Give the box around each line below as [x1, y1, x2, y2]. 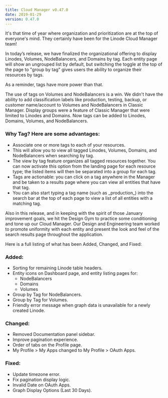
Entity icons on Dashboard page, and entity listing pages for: [12, 270, 138, 276]
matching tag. [12, 200, 41, 206]
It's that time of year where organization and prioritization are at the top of [5, 31, 158, 37]
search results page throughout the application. [5, 231, 104, 237]
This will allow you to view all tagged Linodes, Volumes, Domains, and [12, 147, 157, 153]
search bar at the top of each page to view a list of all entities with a [12, 195, 153, 201]
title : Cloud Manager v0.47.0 [5, 7, 69, 13]
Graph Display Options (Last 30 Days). [12, 387, 92, 393]
